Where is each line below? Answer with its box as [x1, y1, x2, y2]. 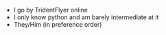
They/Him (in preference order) [13, 21, 102, 28]
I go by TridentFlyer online [13, 6, 88, 14]
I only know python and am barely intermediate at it [13, 13, 159, 21]
